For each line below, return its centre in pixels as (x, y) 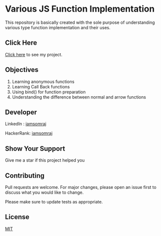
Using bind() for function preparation (49, 92)
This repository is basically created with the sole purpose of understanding (80, 22)
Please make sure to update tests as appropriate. (54, 202)
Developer (21, 112)
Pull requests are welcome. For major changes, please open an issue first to (81, 187)
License (17, 217)
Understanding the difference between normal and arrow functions (79, 97)
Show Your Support (35, 148)
